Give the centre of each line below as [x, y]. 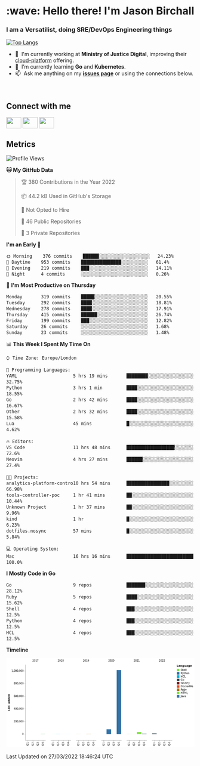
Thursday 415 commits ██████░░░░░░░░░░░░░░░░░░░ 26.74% [89, 315]
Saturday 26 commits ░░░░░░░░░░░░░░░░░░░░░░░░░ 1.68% [88, 327]
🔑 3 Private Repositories [50, 233]
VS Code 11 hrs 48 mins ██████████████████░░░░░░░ [100, 448]
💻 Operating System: [33, 549]
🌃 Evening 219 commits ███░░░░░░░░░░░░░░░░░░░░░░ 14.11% [89, 268]
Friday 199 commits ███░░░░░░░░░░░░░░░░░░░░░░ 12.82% [89, 321]
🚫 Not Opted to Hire [45, 210]
